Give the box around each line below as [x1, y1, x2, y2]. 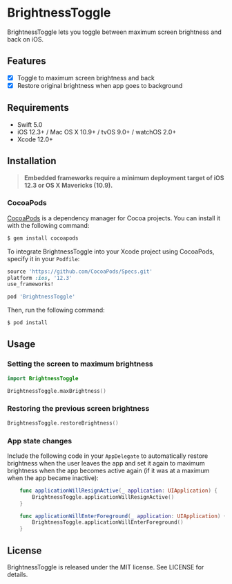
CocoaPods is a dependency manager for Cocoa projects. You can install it [7, 213, 221, 222]
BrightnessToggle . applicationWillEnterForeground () [32, 519, 184, 526]
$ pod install [7, 319, 48, 326]
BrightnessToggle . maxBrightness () [7, 387, 107, 394]
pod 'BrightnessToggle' [7, 293, 76, 301]
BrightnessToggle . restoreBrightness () [7, 419, 119, 427]
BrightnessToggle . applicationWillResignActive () [32, 493, 175, 500]
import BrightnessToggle [7, 375, 79, 382]
